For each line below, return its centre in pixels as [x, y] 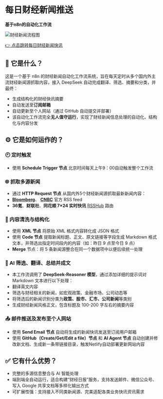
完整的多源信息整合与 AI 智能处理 [45, 374]
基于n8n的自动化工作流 [28, 24]
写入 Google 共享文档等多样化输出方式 [50, 386]
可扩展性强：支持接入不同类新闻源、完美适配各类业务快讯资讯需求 [78, 392]
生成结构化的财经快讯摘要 [38, 98]
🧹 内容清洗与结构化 [27, 219]
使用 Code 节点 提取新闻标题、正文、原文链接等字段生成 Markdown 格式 [84, 237]
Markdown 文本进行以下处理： [43, 281]
